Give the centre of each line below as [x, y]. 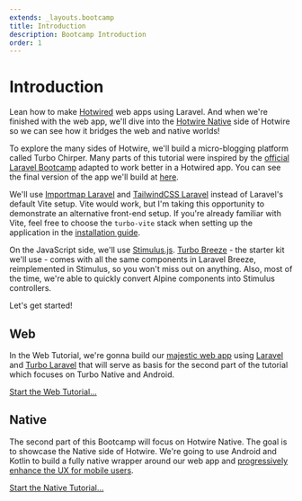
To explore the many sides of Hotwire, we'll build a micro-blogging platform [149, 148]
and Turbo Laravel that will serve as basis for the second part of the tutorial [149, 365]
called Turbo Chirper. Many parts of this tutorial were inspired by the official [150, 158]
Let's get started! [41, 305]
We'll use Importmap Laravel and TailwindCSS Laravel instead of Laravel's [147, 195]
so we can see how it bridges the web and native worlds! [115, 131]
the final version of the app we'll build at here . [94, 177]
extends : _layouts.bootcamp [62, 18]
